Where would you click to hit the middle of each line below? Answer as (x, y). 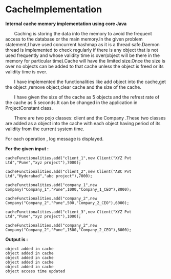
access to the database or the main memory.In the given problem (74, 39)
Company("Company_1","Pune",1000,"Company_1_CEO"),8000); (68, 189)
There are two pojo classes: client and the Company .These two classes (90, 118)
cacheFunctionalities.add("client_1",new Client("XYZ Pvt (68, 158)
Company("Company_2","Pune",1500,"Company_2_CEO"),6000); (68, 230)
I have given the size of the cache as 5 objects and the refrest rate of (87, 97)
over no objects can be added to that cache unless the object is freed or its (84, 66)
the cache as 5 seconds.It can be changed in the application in (71, 102)
